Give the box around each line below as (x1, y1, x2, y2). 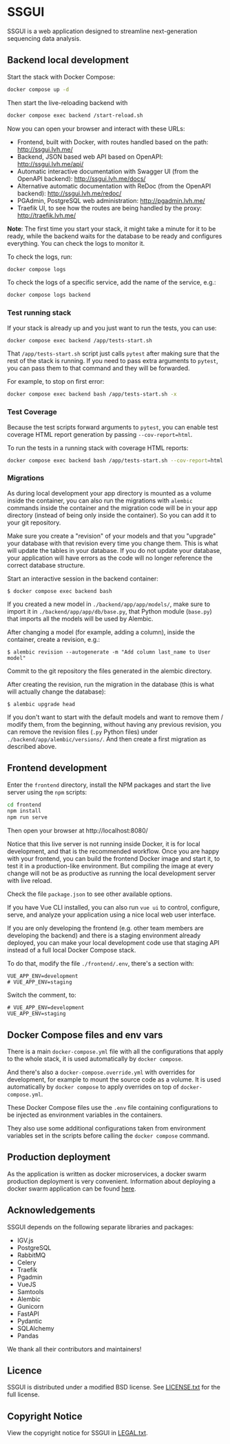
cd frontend (7, 801, 41, 808)
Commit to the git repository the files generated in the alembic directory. (7, 667, 212, 675)
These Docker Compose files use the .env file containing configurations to (7, 1104, 218, 1112)
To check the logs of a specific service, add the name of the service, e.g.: (7, 278, 216, 286)
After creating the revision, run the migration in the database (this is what (7, 680, 215, 688)
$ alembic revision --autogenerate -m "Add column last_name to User (7, 648, 211, 656)
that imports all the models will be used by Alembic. (7, 614, 154, 623)
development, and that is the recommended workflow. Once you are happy (7, 847, 220, 856)
